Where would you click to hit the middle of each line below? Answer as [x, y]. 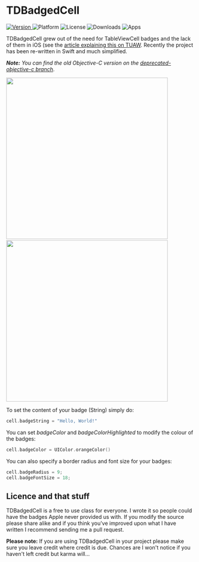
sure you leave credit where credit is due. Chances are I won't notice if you [99, 548]
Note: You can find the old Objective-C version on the [73, 63]
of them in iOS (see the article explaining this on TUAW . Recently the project [100, 45]
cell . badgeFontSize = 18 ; [38, 478]
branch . [45, 69]
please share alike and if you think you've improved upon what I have [91, 523]
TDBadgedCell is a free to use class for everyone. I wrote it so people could [99, 511]
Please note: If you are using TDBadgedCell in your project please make [95, 541]
